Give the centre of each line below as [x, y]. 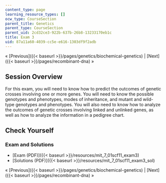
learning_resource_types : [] [35, 14]
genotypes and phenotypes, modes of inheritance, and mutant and [74, 99]
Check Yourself [29, 130]
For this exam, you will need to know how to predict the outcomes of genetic [83, 89]
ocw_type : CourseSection [31, 19]
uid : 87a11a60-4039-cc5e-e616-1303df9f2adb [51, 42]
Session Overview [34, 77]
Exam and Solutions [29, 144]
